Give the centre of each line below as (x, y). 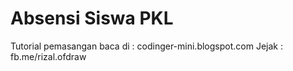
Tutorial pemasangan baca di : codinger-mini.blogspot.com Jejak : (146, 46)
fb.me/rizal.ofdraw (48, 56)
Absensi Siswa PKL (92, 18)
